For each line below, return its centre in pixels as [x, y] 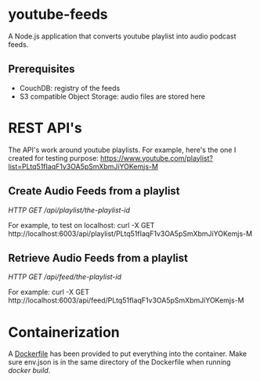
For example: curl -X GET [49, 292]
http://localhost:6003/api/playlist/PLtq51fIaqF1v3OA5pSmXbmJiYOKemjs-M [130, 234]
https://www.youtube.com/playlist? [157, 158]
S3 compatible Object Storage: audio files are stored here [112, 96]
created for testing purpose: [54, 158]
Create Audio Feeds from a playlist [94, 191]
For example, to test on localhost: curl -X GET [81, 225]
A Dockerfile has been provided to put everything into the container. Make [128, 354]
